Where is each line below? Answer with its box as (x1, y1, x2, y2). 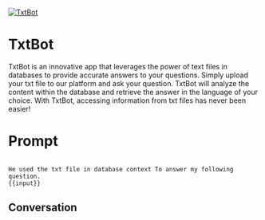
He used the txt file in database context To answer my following (8, 165, 234, 173)
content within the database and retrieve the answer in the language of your (8, 87, 258, 96)
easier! (8, 104, 31, 113)
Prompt (8, 132, 58, 151)
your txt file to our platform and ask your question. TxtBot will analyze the (8, 78, 250, 88)
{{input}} (8, 179, 42, 187)
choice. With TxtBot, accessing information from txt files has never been (8, 96, 246, 105)
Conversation (8, 201, 77, 214)
